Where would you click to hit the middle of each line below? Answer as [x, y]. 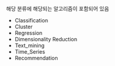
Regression [28, 33]
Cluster [23, 27]
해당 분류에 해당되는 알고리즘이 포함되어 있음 [58, 9]
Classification [31, 20]
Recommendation [36, 58]
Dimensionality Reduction [46, 39]
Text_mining [30, 45]
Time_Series [30, 52]
